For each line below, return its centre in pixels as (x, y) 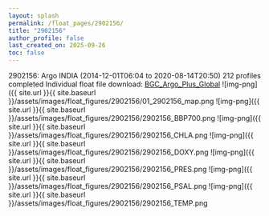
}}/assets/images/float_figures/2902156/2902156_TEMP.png (108, 203)
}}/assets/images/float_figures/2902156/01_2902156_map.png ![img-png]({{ (134, 101)
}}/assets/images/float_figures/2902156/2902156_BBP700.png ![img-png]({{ (135, 118)
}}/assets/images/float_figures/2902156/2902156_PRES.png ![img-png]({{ (130, 169)
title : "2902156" (37, 30)
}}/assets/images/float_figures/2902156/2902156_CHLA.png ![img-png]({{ (131, 135)
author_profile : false (46, 38)
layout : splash (34, 16)
